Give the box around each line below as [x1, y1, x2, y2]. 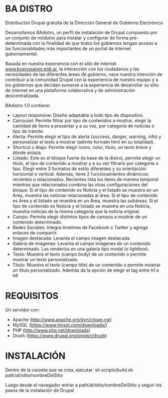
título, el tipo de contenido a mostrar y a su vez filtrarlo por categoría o [12, 160, 159, 166]
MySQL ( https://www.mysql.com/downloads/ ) [12, 322, 108, 328]
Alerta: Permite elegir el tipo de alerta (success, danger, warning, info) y [12, 133, 161, 139]
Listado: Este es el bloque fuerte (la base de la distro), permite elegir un [12, 154, 160, 161]
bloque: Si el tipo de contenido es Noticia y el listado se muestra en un [12, 187, 158, 193]
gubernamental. [5, 51, 38, 57]
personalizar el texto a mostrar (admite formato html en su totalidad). [12, 139, 155, 145]
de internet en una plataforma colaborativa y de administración [5, 87, 135, 93]
